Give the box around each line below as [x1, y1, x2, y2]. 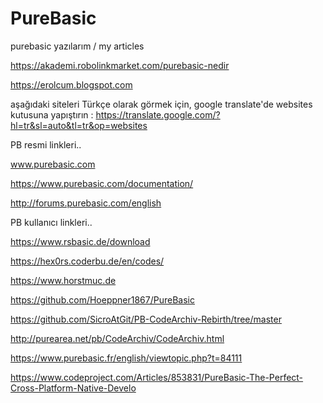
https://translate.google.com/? [95, 108, 221, 121]
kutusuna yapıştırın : [10, 108, 94, 121]
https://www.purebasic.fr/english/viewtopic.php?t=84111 [10, 352, 243, 364]
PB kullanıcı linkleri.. [10, 216, 93, 228]
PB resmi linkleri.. [10, 138, 82, 151]
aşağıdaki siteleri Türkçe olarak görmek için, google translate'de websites [10, 98, 313, 110]
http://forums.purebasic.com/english [10, 197, 162, 209]
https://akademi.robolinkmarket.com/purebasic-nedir [10, 59, 230, 71]
